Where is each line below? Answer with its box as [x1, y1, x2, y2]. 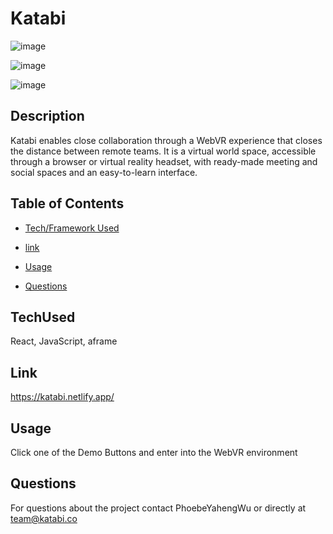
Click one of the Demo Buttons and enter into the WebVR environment [10, 447, 298, 458]
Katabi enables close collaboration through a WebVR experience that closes [10, 134, 323, 146]
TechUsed [10, 308, 76, 326]
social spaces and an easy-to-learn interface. [10, 166, 198, 178]
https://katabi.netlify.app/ [10, 391, 115, 403]
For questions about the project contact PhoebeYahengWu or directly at [10, 502, 307, 514]
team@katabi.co [10, 512, 78, 524]
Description [10, 108, 85, 125]
